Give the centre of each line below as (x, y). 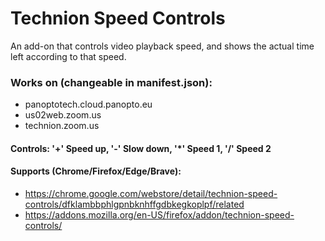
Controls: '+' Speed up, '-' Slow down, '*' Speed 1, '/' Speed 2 (141, 148)
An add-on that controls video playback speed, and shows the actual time (162, 46)
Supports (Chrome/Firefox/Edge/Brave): (96, 171)
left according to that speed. (68, 56)
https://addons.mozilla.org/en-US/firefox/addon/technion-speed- (159, 215)
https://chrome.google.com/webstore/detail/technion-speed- (151, 194)
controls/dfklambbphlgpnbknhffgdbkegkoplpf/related (134, 204)
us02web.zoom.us (63, 115)
